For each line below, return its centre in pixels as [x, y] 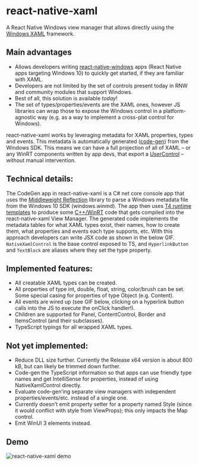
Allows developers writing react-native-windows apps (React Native [98, 67]
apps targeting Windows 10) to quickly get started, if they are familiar [99, 73]
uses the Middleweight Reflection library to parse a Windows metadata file [97, 200]
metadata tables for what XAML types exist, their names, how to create [93, 224]
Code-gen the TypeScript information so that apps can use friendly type [103, 373]
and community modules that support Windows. [73, 92]
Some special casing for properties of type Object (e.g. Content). [94, 296]
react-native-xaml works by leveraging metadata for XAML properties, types [99, 135]
